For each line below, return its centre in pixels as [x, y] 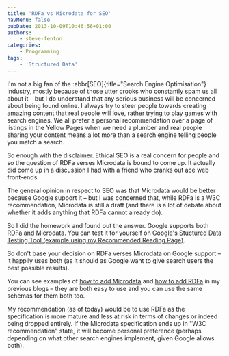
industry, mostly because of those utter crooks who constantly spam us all [112, 91]
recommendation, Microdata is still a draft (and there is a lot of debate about [114, 205]
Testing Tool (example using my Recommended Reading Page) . [96, 240]
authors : [19, 33]
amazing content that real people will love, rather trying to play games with [112, 113]
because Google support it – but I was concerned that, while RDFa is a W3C [114, 198]
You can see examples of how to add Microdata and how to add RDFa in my [113, 281]
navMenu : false [29, 20]
